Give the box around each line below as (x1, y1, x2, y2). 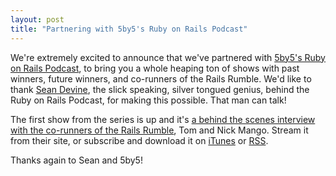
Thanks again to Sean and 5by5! (10, 154, 143, 166)
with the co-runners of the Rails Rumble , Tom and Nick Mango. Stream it (10, 124, 309, 136)
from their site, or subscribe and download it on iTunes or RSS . (10, 134, 269, 146)
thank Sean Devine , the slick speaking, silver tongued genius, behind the (10, 83, 310, 95)
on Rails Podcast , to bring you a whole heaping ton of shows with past (10, 62, 300, 74)
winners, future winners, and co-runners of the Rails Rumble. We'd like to (10, 72, 312, 85)
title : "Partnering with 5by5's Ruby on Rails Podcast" (10, 24, 248, 34)
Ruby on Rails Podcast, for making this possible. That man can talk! (10, 94, 287, 106)
